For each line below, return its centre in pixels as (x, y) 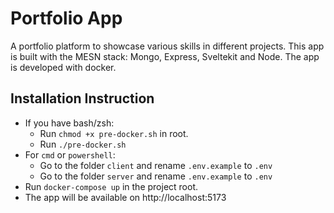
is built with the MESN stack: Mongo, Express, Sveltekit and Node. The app (165, 56)
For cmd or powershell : (70, 154)
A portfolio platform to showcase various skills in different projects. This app (167, 46)
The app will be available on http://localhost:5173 (125, 197)
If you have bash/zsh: (69, 123)
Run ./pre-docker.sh (83, 144)
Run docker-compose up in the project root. (111, 186)
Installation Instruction (82, 98)
